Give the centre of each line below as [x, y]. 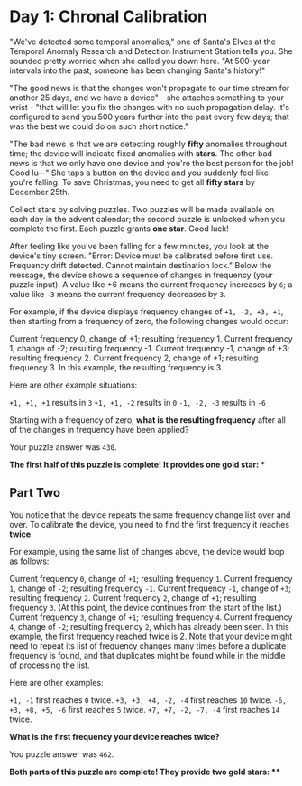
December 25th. [40, 192]
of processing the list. [50, 665]
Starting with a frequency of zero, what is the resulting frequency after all [147, 420]
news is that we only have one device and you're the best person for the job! [151, 163]
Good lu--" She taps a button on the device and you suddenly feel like [139, 173]
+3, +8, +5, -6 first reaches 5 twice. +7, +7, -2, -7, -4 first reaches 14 [145, 709]
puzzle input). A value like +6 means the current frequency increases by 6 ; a [151, 284]
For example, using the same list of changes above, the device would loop [147, 551]
